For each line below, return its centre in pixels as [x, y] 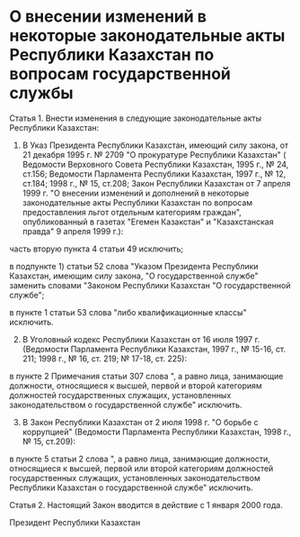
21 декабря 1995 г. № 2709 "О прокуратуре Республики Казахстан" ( [154, 154]
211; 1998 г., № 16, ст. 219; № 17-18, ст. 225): [105, 359]
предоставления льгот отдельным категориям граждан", [132, 212]
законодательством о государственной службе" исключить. [126, 405]
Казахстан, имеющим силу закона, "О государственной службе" [134, 276]
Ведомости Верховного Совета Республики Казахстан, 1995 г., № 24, [155, 164]
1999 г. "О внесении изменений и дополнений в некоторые [136, 193]
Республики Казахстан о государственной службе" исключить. [132, 487]
